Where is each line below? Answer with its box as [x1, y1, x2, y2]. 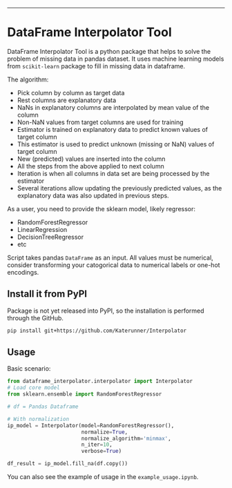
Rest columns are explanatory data [17, 96, 117, 104]
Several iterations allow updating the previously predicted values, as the [17, 184, 222, 192]
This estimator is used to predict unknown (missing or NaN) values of [17, 139, 215, 148]
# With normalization [7, 416, 70, 422]
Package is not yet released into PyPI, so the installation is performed [7, 306, 205, 315]
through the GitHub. [7, 313, 64, 322]
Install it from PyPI [7, 288, 88, 300]
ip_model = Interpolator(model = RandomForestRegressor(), [7, 422, 175, 429]
